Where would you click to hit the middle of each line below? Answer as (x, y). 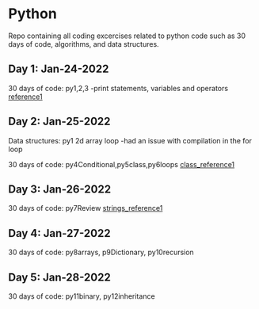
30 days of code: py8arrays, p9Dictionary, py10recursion (101, 252)
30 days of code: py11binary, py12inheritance (82, 296)
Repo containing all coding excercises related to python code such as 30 (127, 36)
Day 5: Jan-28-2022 (59, 277)
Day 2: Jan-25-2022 (59, 122)
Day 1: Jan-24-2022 (59, 69)
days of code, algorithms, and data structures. (84, 44)
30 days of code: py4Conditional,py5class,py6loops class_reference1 (122, 164)
